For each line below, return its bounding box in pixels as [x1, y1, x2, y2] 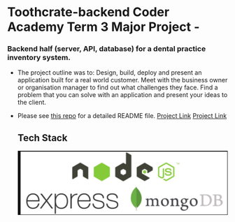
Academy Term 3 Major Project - [7, 19, 200, 35]
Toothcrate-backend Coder [7, 4, 170, 20]
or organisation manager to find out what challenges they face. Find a [17, 83, 218, 91]
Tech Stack [17, 132, 68, 144]
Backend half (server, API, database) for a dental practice [7, 44, 206, 54]
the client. [17, 98, 47, 107]
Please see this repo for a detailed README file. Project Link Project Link [17, 112, 227, 120]
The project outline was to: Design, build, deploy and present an [17, 68, 202, 77]
